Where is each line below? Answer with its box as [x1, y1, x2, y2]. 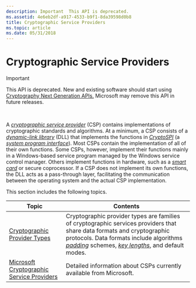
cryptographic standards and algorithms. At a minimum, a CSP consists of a [6, 127, 188, 134]
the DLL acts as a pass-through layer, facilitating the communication [6, 171, 170, 178]
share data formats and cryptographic [66, 227, 170, 235]
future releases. [6, 99, 44, 106]
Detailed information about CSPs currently [66, 262, 182, 270]
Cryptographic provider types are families [66, 212, 180, 220]
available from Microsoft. [66, 269, 134, 277]
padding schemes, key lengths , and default [66, 241, 184, 249]
